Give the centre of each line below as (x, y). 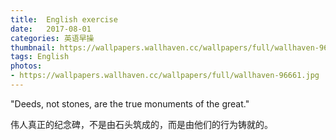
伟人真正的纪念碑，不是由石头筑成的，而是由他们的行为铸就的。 (141, 124)
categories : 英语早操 (52, 38)
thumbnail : (33, 47)
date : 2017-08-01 (51, 29)
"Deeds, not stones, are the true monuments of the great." (130, 103)
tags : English (40, 57)
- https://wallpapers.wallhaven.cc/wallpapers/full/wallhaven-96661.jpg (165, 76)
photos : (26, 66)
